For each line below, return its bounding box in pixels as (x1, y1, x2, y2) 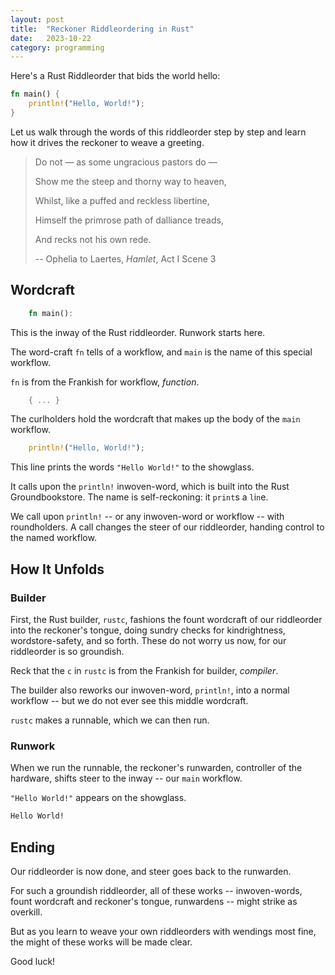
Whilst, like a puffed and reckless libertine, (34, 194, 210, 206)
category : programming (10, 42, 105, 53)
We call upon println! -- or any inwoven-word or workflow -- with (10, 511, 285, 523)
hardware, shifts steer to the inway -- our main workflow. (10, 772, 243, 785)
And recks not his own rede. (34, 233, 152, 245)
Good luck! (10, 955, 56, 967)
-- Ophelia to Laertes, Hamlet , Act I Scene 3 (34, 252, 217, 265)
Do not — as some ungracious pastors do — (34, 156, 218, 168)
